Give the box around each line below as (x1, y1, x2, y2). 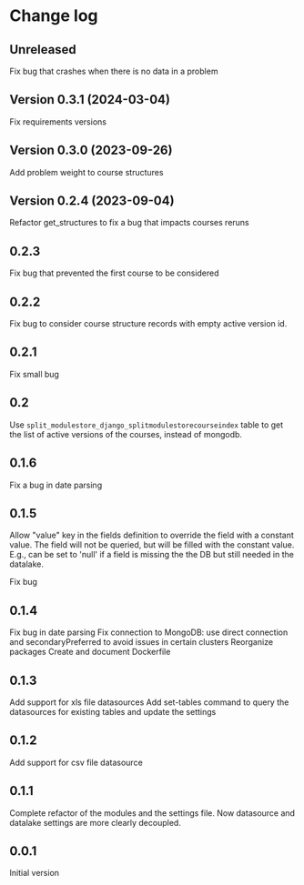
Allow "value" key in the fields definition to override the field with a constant (9, 529, 294, 541)
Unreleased (9, 42, 77, 57)
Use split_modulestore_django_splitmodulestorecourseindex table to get (9, 419, 284, 430)
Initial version (9, 868, 60, 879)
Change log (9, 5, 98, 26)
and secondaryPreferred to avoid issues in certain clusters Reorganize (9, 637, 274, 648)
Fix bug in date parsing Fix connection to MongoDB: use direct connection (9, 627, 289, 638)
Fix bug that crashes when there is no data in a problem (9, 65, 218, 76)
